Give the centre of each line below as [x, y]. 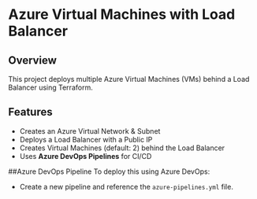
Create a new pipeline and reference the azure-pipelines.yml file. [127, 186]
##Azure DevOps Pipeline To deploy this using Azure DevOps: [109, 171]
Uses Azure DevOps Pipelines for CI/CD [86, 156]
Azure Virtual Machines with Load [122, 15]
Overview [33, 60]
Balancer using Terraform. [50, 87]
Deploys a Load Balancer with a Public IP [86, 139]
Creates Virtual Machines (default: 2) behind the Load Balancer [122, 148]
